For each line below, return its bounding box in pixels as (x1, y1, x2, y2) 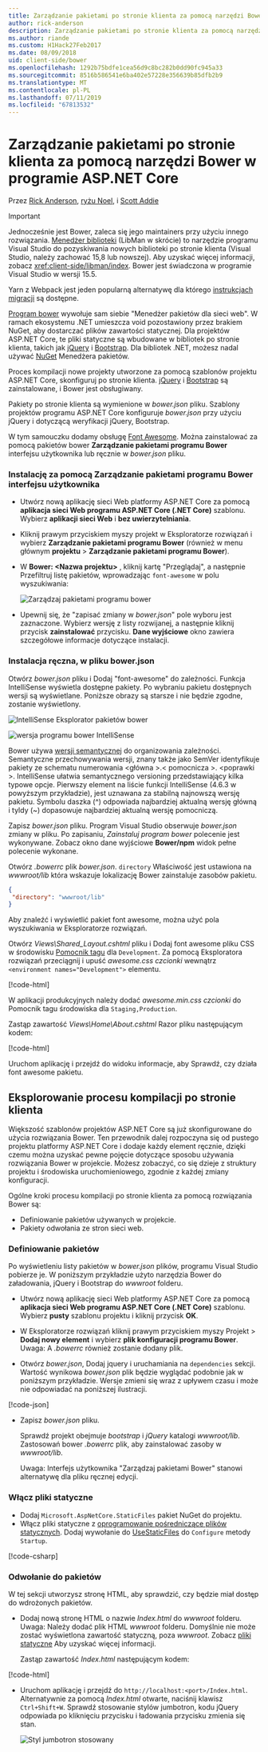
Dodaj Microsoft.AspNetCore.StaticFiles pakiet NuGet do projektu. (19, 1510, 242, 1520)
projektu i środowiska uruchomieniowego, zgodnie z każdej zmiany (8, 1167, 229, 1177)
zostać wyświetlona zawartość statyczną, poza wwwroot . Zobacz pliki (19, 1630, 251, 1640)
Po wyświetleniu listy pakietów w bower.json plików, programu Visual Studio (8, 1262, 258, 1271)
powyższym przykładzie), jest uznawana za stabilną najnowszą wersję (8, 788, 240, 798)
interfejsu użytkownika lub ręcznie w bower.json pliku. (8, 449, 186, 458)
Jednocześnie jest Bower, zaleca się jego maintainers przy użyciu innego (8, 227, 249, 237)
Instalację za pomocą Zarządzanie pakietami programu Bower (8, 469, 254, 480)
